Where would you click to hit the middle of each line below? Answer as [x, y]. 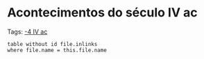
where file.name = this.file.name [57, 50]
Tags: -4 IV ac [27, 32]
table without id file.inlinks [52, 44]
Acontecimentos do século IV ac [102, 13]
